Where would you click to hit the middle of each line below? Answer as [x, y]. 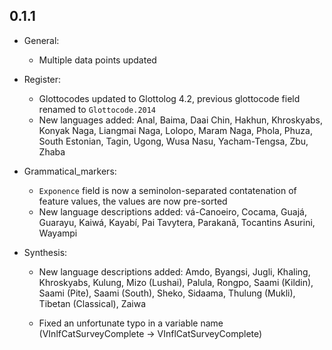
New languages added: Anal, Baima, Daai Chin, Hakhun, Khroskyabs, [181, 120]
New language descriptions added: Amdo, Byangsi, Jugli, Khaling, [174, 271]
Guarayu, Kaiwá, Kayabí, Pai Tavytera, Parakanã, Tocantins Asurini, [177, 222]
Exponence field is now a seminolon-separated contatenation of [167, 190]
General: [41, 40]
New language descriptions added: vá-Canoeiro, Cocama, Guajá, [172, 211]
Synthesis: [45, 252]
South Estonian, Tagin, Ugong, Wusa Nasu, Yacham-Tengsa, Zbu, [173, 141]
